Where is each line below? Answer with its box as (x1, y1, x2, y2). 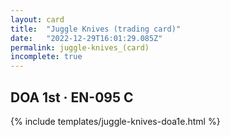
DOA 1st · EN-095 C (10, 89, 134, 106)
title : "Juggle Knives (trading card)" (10, 24, 182, 34)
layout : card (10, 14, 65, 25)
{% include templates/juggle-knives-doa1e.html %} (10, 115, 221, 127)
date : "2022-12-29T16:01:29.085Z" (10, 33, 163, 43)
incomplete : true (10, 52, 83, 62)
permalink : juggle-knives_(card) (10, 42, 150, 53)
